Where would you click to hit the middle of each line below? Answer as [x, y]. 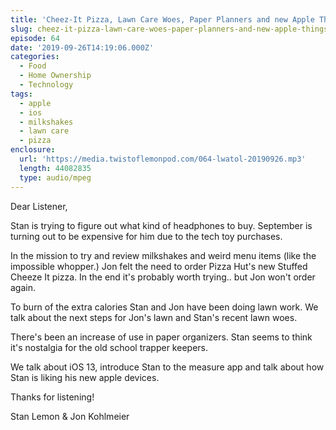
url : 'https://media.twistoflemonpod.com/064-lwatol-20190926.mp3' [163, 159]
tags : [21, 94]
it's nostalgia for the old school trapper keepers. [109, 347]
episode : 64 [35, 38]
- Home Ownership [55, 76]
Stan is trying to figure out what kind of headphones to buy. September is [161, 225]
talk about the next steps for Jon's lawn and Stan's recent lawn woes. [154, 317]
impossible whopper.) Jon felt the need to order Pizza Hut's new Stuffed [159, 266]
